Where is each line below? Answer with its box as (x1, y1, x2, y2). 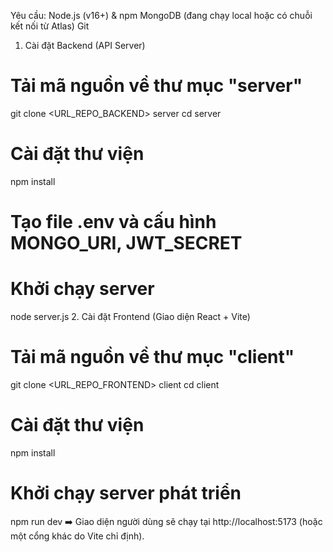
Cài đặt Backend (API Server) (24, 40, 146, 51)
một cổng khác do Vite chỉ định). (10, 530, 145, 542)
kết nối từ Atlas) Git (10, 20, 90, 32)
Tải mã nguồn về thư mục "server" (10, 75, 303, 97)
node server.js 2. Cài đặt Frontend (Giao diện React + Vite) (10, 311, 251, 322)
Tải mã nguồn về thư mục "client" (10, 346, 295, 369)
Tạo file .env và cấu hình (10, 211, 217, 234)
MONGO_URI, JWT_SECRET (10, 232, 243, 255)
